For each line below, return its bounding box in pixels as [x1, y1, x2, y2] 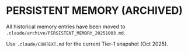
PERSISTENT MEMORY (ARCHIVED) [6, 4, 183, 17]
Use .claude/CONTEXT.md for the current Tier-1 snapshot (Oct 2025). [6, 40, 168, 47]
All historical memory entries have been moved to [6, 23, 126, 30]
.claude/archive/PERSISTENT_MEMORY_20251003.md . [6, 29, 126, 36]
